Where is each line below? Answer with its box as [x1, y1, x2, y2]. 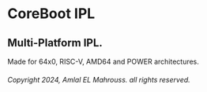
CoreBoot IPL [7, 5, 96, 23]
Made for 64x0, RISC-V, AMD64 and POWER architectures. [7, 57, 199, 66]
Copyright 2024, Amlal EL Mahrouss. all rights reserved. [7, 75, 190, 84]
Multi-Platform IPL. [7, 36, 103, 50]
